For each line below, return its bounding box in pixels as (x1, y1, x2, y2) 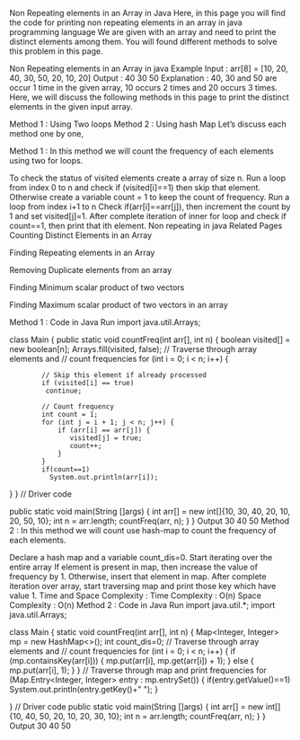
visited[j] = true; (69, 434, 143, 443)
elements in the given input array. (9, 101, 133, 111)
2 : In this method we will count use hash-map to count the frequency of (9, 525, 277, 535)
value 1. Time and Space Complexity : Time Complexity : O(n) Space (9, 590, 262, 601)
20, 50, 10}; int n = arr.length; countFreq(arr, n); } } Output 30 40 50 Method (9, 515, 290, 526)
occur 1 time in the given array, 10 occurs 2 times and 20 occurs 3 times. (9, 83, 278, 92)
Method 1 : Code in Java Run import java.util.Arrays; (9, 317, 201, 327)
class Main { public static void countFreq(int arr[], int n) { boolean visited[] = (9, 334, 291, 345)
